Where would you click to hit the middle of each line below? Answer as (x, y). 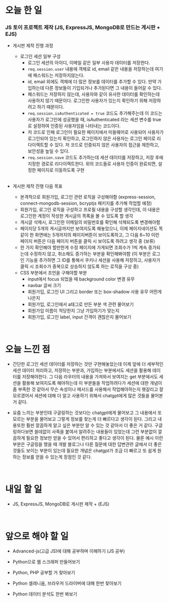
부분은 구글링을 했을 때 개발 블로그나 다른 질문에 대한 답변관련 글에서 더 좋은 (87, 444)
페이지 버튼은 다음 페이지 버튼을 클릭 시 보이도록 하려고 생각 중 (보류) (88, 241)
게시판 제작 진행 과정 (33, 45)
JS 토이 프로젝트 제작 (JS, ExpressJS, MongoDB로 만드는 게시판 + (83, 27)
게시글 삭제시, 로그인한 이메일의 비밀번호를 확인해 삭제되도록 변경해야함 (90, 222)
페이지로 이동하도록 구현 (61, 170)
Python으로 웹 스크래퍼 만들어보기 (46, 562)
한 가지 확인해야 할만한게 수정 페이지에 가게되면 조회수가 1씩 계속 (83, 248)
